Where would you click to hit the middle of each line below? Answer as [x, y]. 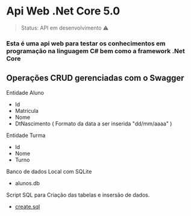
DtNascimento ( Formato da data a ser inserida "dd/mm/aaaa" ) [93, 123]
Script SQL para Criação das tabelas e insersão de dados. [78, 195]
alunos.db [27, 183]
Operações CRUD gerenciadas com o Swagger [95, 78]
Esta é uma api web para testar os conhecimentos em [86, 43]
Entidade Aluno [25, 92]
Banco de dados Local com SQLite [49, 171]
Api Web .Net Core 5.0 [63, 11]
